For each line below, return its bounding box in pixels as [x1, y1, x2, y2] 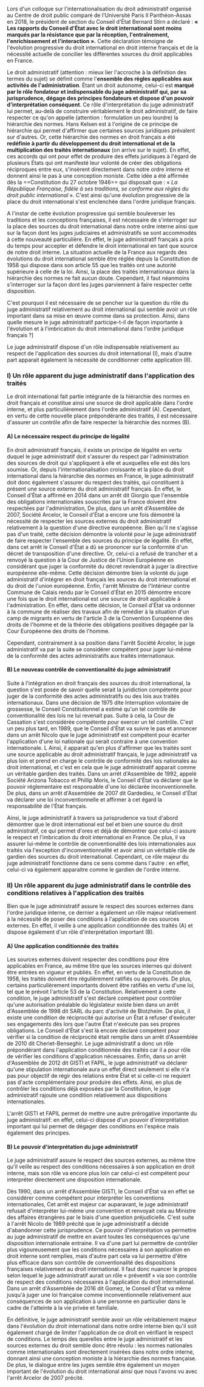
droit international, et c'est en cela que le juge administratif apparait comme [7, 763, 196, 770]
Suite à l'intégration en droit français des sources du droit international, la [7, 679, 191, 687]
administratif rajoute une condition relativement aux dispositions [7, 1092, 168, 1099]
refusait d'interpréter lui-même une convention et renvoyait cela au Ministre [7, 1207, 196, 1215]
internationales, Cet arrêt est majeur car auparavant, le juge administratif [7, 1201, 189, 1208]
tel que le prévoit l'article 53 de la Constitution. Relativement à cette [7, 988, 176, 996]
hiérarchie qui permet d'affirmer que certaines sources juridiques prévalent [7, 127, 195, 134]
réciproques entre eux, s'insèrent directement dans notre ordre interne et [7, 166, 190, 173]
